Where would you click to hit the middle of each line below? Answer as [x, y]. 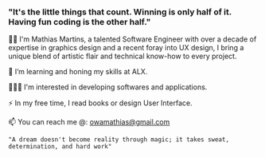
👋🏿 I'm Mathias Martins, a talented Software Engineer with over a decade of [132, 39]
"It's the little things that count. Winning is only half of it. [120, 12]
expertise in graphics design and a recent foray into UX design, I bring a [126, 48]
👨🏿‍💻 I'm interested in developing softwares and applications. [108, 87]
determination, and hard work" [60, 147]
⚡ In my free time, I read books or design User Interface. [100, 103]
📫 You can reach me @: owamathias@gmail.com [89, 122]
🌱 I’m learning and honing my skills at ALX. [78, 72]
